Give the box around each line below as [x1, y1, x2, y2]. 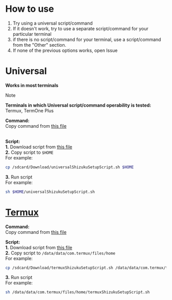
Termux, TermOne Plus [5, 107, 54, 113]
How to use [5, 3, 54, 15]
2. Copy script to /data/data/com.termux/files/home [5, 250, 116, 256]
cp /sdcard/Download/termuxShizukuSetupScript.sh [5, 265, 114, 270]
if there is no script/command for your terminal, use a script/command [12, 36, 161, 43]
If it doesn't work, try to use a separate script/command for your [12, 25, 148, 31]
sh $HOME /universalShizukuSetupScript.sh [5, 189, 95, 194]
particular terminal [12, 31, 52, 37]
